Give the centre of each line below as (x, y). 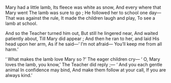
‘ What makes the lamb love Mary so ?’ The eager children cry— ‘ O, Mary (83, 59)
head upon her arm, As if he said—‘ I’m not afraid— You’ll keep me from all (84, 44)
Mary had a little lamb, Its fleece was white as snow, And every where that (83, 7)
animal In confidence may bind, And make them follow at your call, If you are (86, 70)
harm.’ (12, 49)
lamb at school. (21, 23)
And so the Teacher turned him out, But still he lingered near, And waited (82, 33)
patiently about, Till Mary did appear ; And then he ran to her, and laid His (82, 38)
